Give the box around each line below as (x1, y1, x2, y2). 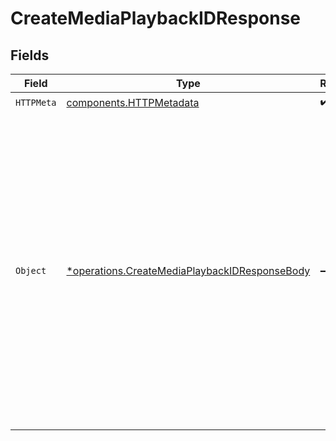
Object (15, 265, 47, 276)
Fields (10, 47, 50, 64)
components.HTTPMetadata (66, 95, 200, 109)
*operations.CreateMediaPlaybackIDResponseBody (66, 264, 311, 277)
